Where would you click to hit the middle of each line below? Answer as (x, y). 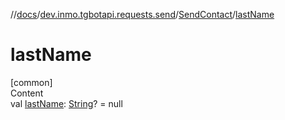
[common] (31, 82)
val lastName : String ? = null (66, 103)
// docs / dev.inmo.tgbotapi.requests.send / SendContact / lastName (142, 14)
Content (27, 93)
